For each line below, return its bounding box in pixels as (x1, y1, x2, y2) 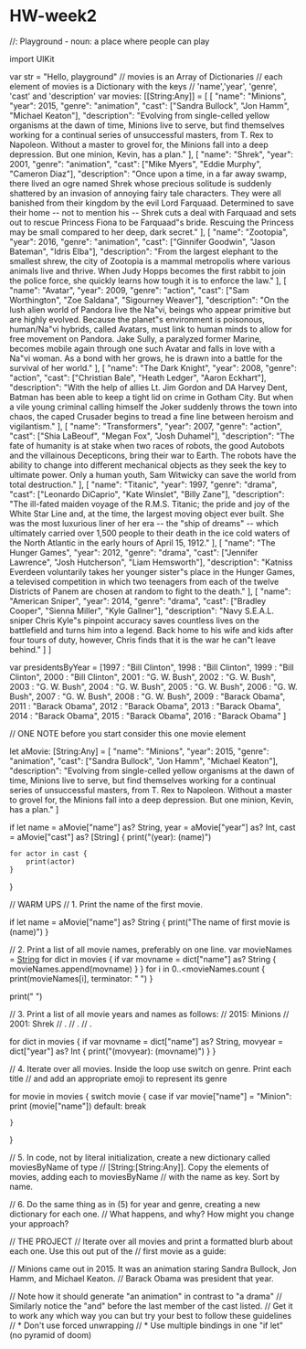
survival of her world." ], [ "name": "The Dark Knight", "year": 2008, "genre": (9, 362, 297, 373)
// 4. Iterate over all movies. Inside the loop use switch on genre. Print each (9, 1063, 292, 1074)
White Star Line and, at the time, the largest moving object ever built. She (9, 508, 285, 519)
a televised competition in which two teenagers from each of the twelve (9, 576, 280, 587)
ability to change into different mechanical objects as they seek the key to (9, 459, 287, 471)
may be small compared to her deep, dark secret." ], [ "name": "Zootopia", (9, 226, 289, 238)
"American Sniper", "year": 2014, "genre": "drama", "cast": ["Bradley (9, 595, 267, 606)
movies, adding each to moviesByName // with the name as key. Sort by (9, 1171, 280, 1182)
